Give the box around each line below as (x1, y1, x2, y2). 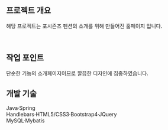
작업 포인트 (6, 53, 44, 63)
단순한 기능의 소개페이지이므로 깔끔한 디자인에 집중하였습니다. (6, 70, 149, 77)
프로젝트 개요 (6, 5, 51, 16)
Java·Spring (6, 105, 35, 112)
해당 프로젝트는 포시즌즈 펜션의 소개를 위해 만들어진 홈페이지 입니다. (6, 22, 163, 30)
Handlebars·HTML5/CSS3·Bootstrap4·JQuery (6, 111, 117, 118)
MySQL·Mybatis (6, 117, 45, 124)
